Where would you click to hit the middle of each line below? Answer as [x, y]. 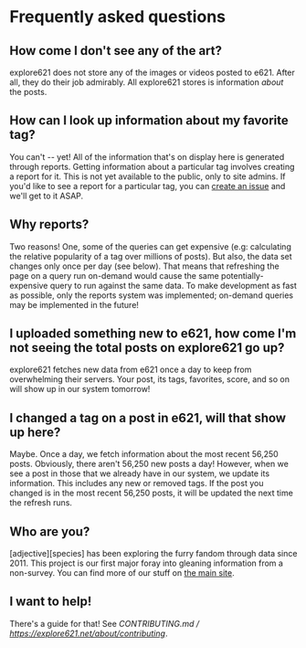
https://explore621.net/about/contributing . [89, 633]
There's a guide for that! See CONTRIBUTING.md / [105, 623]
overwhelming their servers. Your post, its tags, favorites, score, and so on [150, 379]
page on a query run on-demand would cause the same [114, 275]
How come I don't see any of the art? [116, 51]
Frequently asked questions [118, 17]
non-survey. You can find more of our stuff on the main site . [122, 573]
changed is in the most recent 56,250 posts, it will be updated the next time [152, 493]
